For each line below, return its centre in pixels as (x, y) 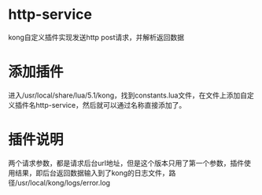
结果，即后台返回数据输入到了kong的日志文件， (92, 173)
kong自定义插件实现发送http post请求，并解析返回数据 (96, 37)
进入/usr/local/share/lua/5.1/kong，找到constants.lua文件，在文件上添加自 (128, 95)
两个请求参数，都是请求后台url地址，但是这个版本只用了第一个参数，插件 (126, 163)
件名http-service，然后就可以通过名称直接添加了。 (104, 105)
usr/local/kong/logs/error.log (64, 182)
